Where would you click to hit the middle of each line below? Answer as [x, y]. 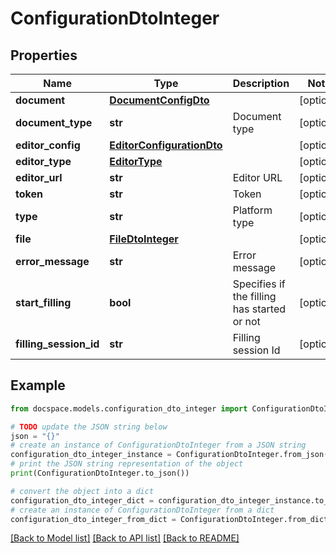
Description [261, 83]
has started [259, 309]
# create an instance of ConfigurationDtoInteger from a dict [142, 510]
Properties [44, 55]
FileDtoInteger [144, 239]
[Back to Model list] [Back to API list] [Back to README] [125, 538]
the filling [254, 296]
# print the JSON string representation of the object [127, 464]
